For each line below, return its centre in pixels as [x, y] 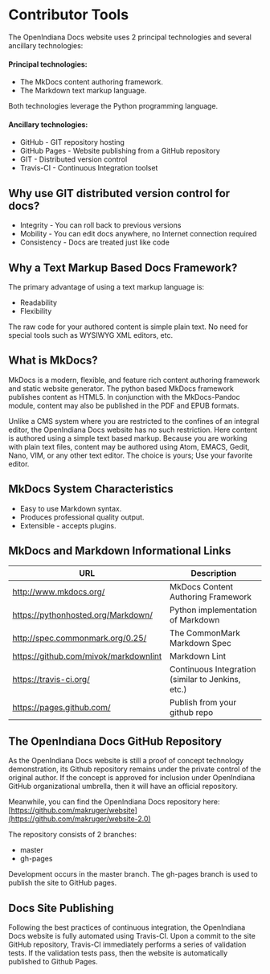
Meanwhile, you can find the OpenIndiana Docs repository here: [114, 802]
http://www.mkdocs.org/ [59, 592]
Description [214, 573]
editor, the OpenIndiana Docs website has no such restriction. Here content [133, 429]
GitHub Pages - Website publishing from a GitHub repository [120, 151]
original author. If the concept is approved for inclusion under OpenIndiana [132, 778]
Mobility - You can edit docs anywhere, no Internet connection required [138, 234]
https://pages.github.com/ [61, 708]
